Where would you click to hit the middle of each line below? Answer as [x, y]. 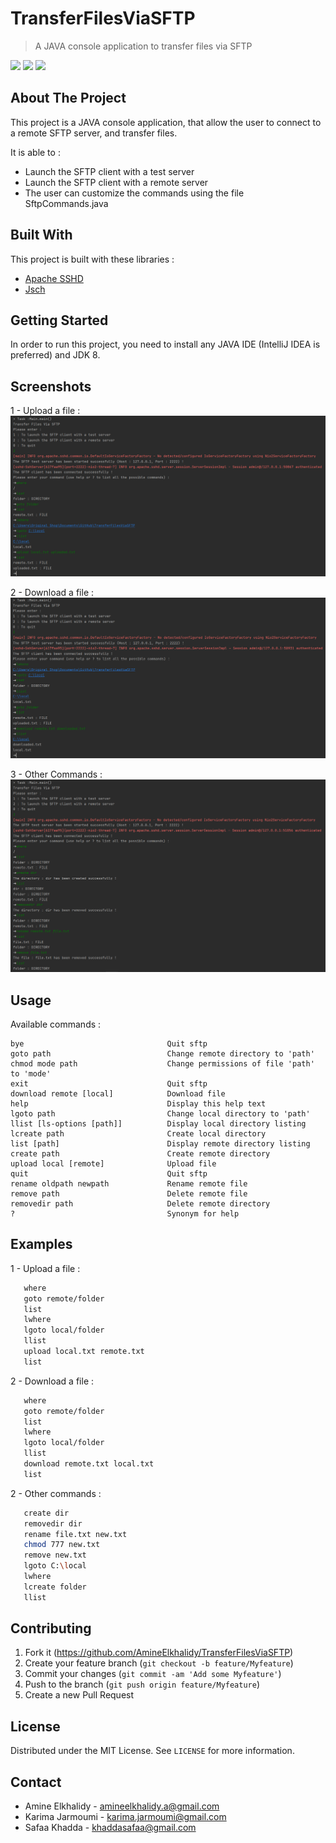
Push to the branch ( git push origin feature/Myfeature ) [142, 1684]
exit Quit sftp [109, 1083]
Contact [36, 1782]
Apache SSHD [54, 278]
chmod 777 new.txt [62, 1545]
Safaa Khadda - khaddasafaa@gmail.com [110, 1828]
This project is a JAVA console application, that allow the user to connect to [166, 122]
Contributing [51, 1628]
